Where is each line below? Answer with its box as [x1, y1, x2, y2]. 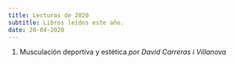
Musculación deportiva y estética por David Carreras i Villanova [19, 48, 227, 57]
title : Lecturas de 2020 [8, 11, 89, 20]
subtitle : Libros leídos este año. [8, 19, 124, 27]
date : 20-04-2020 [8, 26, 65, 34]
